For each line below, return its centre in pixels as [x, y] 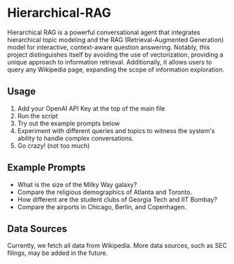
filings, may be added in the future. [58, 253]
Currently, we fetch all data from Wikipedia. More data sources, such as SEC [117, 246]
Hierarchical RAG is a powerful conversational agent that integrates [104, 32]
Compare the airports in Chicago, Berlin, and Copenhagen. [102, 207]
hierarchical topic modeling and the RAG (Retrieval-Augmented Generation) [116, 39]
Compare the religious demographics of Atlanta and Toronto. [104, 192]
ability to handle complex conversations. [75, 138]
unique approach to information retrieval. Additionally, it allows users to [110, 62]
